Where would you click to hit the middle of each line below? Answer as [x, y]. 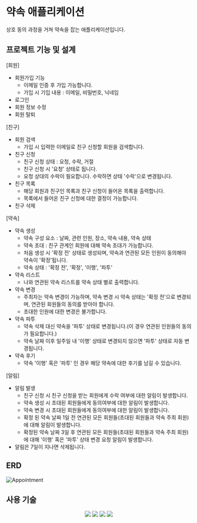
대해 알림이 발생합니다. [56, 425]
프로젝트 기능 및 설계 [41, 50]
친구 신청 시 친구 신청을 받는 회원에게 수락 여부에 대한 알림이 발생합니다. [106, 395]
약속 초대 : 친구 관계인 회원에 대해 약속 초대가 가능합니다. [89, 245]
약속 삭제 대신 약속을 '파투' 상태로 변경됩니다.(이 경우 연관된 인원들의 [102, 326]
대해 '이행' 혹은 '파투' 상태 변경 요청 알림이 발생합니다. [92, 439]
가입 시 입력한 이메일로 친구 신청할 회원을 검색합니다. [84, 146]
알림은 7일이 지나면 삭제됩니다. [50, 447]
